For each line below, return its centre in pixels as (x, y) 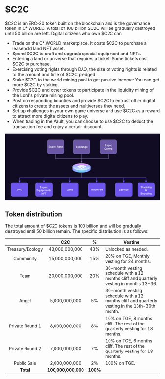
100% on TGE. (120, 363)
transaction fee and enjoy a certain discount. (57, 126)
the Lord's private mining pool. (43, 95)
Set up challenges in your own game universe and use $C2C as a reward (86, 111)
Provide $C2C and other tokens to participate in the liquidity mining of (83, 90)
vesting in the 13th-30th (130, 306)
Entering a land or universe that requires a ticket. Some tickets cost (80, 58)
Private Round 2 (25, 349)
